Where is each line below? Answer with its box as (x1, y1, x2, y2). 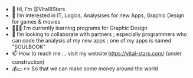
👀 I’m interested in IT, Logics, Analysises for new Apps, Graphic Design (11, 12, 185, 19)
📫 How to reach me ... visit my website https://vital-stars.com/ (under (11, 50, 182, 57)
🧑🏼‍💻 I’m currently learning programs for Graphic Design (11, 24, 148, 31)
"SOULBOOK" (11, 43, 46, 50)
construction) (11, 58, 45, 65)
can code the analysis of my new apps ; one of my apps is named (11, 37, 172, 44)
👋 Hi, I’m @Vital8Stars (11, 6, 66, 12)
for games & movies (11, 18, 61, 25)
